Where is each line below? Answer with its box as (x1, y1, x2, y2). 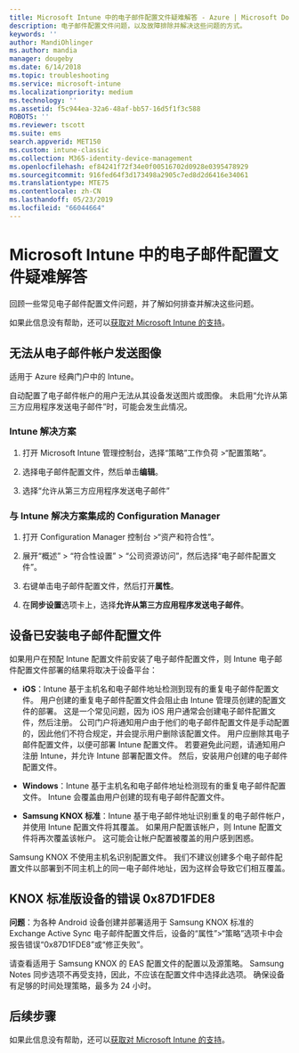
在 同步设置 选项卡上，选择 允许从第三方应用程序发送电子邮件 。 (21, 600, 249, 610)
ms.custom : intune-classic (9, 145, 109, 154)
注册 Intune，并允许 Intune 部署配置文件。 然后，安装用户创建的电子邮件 (21, 750, 288, 761)
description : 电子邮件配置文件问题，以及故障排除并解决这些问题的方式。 (9, 21, 247, 30)
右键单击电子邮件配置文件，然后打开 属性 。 (21, 581, 179, 592)
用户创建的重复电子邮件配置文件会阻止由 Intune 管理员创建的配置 (39, 694, 279, 705)
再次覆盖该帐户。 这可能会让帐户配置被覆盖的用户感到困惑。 (37, 832, 259, 843)
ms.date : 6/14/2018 (9, 63, 82, 72)
